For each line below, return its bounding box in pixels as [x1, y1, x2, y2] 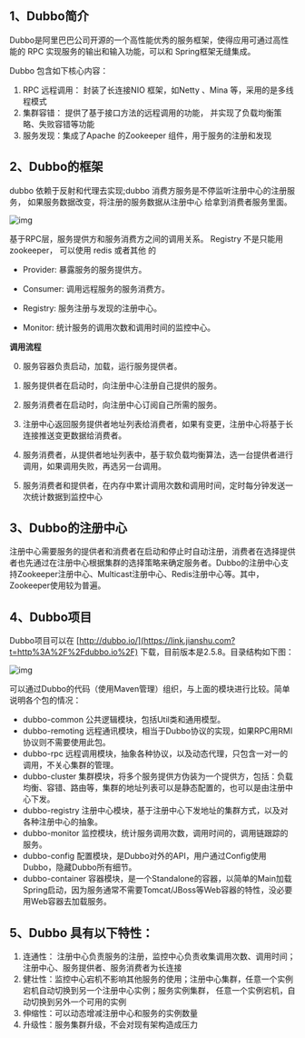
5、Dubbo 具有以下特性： [9, 925, 154, 941]
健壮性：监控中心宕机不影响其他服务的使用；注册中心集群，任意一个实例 [22, 973, 293, 984]
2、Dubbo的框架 [9, 159, 103, 175]
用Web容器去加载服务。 [22, 896, 112, 907]
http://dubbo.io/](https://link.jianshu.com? [78, 635, 236, 646]
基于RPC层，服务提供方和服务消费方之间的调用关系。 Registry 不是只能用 [9, 233, 284, 244]
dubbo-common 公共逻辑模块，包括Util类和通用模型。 [22, 714, 225, 725]
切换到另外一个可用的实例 [30, 996, 127, 1007]
